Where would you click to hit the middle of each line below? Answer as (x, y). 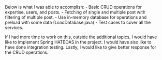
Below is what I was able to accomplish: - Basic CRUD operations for (74, 7)
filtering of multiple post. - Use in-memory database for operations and (76, 17)
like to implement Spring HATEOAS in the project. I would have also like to (78, 42)
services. (14, 28)
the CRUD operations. (27, 52)
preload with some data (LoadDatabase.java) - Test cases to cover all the (78, 22)
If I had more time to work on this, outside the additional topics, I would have (81, 37)
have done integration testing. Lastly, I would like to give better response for (81, 47)
